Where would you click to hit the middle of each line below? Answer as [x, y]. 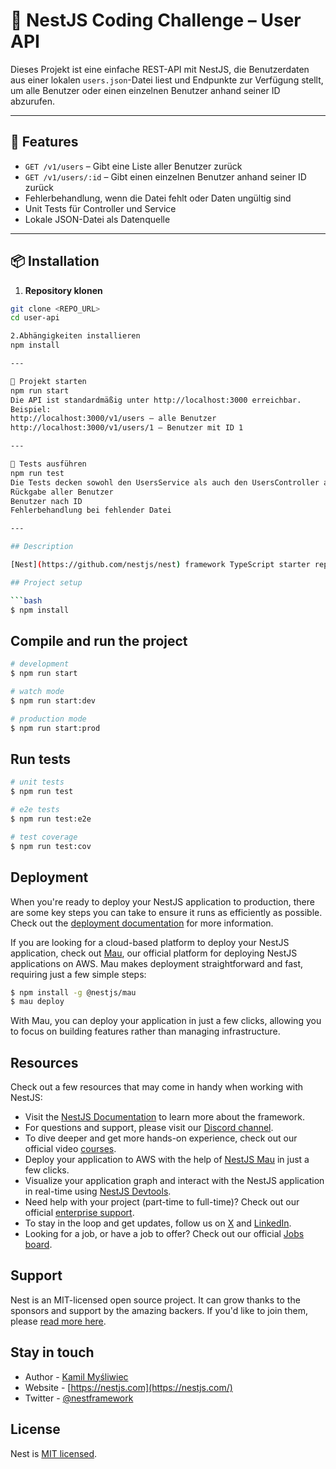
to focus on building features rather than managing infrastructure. [145, 1031]
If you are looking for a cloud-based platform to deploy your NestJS [150, 942]
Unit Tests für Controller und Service [100, 208]
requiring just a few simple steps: [78, 974]
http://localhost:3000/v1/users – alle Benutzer [113, 419]
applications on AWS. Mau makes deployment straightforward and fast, [157, 963]
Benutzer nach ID [46, 501]
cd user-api [35, 318]
